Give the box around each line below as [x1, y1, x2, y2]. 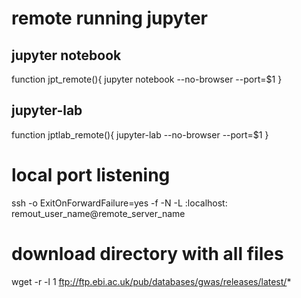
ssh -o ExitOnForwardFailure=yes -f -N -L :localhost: [11, 197, 228, 209]
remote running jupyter [11, 7, 209, 30]
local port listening [11, 164, 171, 186]
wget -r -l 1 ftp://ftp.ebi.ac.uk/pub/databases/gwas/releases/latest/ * [11, 275, 292, 287]
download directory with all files [11, 242, 284, 265]
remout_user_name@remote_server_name [11, 207, 186, 219]
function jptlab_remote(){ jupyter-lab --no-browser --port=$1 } [11, 128, 269, 141]
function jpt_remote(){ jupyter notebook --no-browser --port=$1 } [11, 73, 283, 85]
